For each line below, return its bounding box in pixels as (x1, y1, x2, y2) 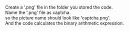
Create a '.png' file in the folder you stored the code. (5, 4, 113, 10)
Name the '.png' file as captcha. (5, 9, 71, 15)
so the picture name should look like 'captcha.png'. (5, 15, 110, 20)
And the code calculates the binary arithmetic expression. (5, 20, 124, 26)
